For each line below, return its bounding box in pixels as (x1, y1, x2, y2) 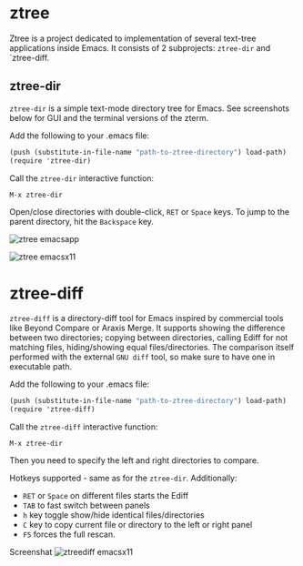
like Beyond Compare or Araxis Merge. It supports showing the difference (9, 322, 286, 334)
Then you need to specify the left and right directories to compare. (9, 455, 259, 466)
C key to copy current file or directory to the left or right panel (22, 520, 253, 531)
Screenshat (9, 547, 53, 558)
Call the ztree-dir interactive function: (9, 172, 155, 184)
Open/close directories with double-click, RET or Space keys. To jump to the (9, 206, 289, 217)
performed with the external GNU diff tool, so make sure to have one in (9, 351, 276, 362)
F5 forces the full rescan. (22, 529, 116, 540)
